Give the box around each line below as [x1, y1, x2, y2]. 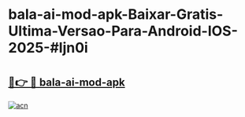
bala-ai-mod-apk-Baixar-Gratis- [8, 5, 224, 24]
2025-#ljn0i [8, 39, 88, 57]
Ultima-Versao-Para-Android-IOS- [8, 22, 239, 40]
